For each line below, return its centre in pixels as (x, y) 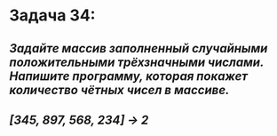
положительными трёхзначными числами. (137, 62)
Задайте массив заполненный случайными (138, 48)
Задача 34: (52, 16)
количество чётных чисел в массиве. (119, 90)
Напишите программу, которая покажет (129, 76)
